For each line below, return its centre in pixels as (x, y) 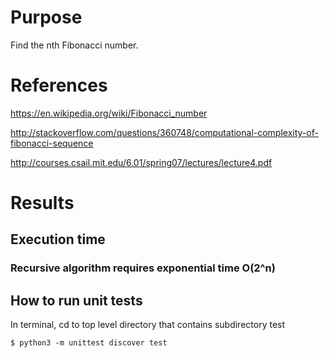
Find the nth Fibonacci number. (74, 45)
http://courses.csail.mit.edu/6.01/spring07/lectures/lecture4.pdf (141, 162)
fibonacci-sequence (52, 143)
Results (42, 203)
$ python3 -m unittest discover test (89, 343)
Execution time (58, 239)
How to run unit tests (76, 300)
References (59, 85)
